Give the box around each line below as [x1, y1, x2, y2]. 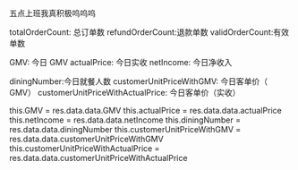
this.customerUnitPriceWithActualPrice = [9, 143, 160, 154]
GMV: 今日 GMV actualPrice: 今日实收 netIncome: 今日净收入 [9, 57, 233, 67]
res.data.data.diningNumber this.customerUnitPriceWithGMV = [9, 124, 242, 134]
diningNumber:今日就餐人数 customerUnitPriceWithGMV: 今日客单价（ [9, 76, 268, 87]
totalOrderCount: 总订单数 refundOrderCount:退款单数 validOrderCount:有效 [9, 27, 289, 38]
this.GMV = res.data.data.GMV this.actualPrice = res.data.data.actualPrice [9, 106, 282, 115]
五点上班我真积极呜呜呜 [9, 8, 96, 18]
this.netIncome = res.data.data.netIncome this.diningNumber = [9, 115, 242, 125]
